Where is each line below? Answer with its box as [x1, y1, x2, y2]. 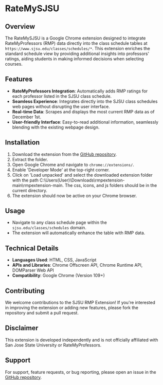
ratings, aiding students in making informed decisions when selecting [5, 56, 145, 61]
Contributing [5, 287, 45, 295]
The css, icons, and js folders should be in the [65, 182, 157, 188]
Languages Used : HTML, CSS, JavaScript [12, 257, 97, 263]
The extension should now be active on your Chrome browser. [12, 193, 137, 199]
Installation [5, 138, 40, 147]
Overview [5, 22, 36, 31]
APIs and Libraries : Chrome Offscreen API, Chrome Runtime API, [12, 262, 143, 268]
